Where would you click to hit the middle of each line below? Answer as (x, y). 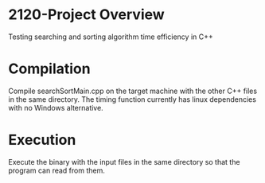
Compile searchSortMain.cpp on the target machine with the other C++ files (132, 91)
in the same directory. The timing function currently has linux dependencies (132, 99)
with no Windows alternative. (56, 107)
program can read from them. (57, 170)
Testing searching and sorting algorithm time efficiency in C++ (111, 37)
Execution (42, 140)
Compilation (49, 69)
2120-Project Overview (86, 15)
